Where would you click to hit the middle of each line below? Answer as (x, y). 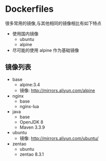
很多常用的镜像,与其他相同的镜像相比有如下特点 (53, 23)
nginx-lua (29, 106)
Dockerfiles (30, 9)
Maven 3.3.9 (32, 127)
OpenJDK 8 (31, 122)
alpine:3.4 (30, 84)
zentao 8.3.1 (32, 154)
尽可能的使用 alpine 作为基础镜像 (46, 50)
